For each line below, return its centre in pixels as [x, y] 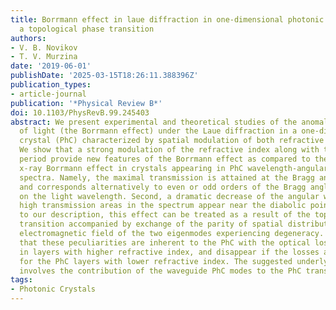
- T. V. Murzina [44, 57]
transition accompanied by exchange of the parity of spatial [151, 224]
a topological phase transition [87, 29]
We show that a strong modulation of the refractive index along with [169, 150]
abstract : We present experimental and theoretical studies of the [154, 122]
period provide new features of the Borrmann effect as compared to [165, 159]
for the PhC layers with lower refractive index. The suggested [156, 261]
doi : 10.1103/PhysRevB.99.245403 [80, 112]
